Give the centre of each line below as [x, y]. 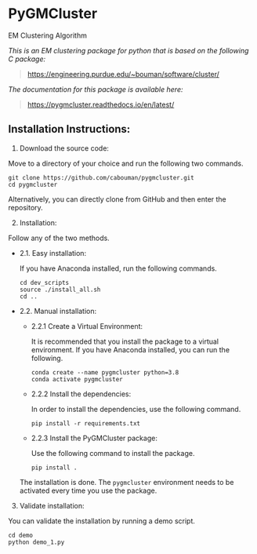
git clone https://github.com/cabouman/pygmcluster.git [101, 177]
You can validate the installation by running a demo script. [102, 521]
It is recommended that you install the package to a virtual [125, 341]
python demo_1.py [36, 542]
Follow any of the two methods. [59, 238]
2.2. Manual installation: [58, 311]
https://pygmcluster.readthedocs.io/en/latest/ [101, 104]
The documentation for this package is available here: [96, 89]
